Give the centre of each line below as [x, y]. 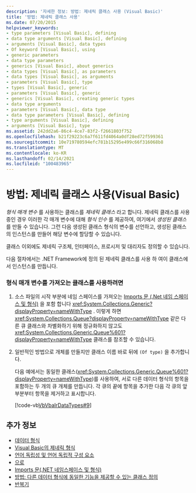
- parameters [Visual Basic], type [49, 83]
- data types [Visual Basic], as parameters [61, 71]
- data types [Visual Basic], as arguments [60, 77]
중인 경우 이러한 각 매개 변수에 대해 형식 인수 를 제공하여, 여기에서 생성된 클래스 [97, 220]
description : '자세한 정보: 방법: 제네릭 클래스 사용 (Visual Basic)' [85, 11]
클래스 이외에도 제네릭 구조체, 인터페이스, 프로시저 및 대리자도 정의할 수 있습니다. [98, 246]
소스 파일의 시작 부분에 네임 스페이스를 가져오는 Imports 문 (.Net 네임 [94, 297]
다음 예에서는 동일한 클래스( [46, 372]
